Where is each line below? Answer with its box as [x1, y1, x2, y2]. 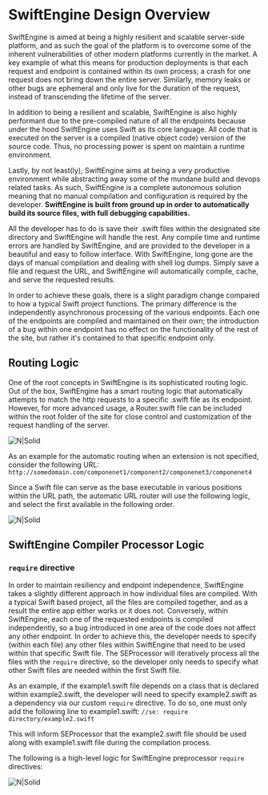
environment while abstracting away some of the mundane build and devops [8, 174, 261, 184]
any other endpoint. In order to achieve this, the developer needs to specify [8, 631, 258, 641]
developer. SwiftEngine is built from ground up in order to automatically [8, 199, 250, 209]
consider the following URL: [8, 460, 100, 469]
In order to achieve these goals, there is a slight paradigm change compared [8, 290, 260, 300]
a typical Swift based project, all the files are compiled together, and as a [8, 598, 248, 607]
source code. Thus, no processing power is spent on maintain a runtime [8, 141, 246, 151]
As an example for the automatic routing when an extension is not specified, [8, 451, 259, 460]
